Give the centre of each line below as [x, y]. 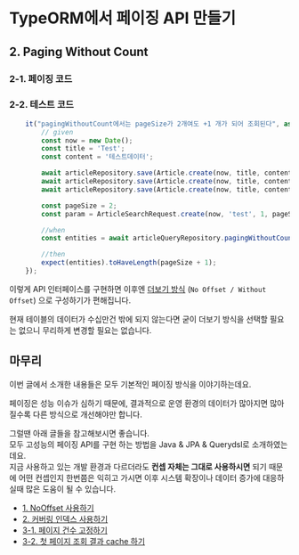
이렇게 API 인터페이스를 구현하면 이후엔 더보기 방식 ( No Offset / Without [138, 289]
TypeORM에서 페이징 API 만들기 [123, 18]
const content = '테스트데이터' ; [97, 157]
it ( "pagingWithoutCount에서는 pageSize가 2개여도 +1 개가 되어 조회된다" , [153, 124]
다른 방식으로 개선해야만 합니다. [87, 414]
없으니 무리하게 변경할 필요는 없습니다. [85, 330]
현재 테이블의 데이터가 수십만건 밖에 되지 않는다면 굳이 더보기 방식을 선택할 [139, 319]
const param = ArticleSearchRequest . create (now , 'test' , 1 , [155, 214]
